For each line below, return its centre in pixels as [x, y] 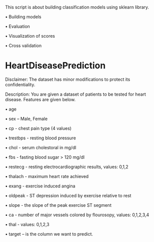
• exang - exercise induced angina [40, 186]
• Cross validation [23, 46]
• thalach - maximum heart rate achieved [47, 176]
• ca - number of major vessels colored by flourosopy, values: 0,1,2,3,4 [77, 215]
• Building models [23, 17]
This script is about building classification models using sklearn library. [77, 7]
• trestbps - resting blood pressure [41, 138]
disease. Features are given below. [40, 99]
